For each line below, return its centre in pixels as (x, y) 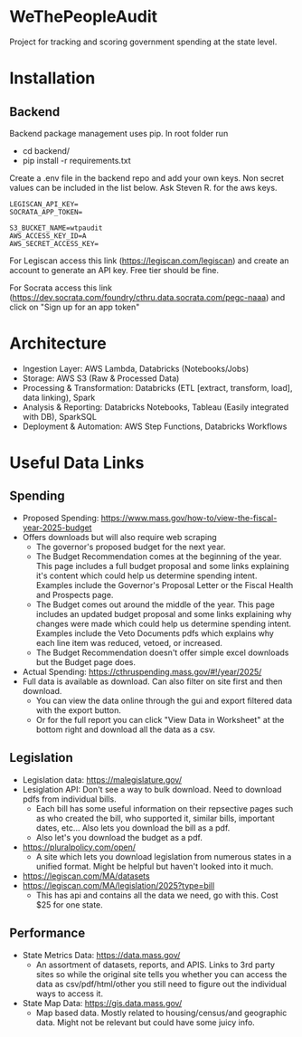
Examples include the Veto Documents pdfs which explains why (155, 633)
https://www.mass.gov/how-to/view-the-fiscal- (189, 518)
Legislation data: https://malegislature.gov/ (102, 779)
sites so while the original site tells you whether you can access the (161, 974)
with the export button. (79, 710)
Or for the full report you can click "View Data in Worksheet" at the (160, 719)
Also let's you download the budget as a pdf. (119, 837)
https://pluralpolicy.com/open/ (79, 847)
